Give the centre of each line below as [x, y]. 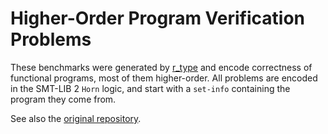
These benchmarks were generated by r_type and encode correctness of [161, 67]
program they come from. [63, 99]
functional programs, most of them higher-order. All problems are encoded [164, 78]
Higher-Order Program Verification [158, 18]
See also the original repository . [76, 118]
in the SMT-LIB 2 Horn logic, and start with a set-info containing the [150, 88]
